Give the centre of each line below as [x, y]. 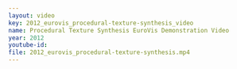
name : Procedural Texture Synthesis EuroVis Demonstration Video [118, 30]
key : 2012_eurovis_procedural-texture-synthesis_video [101, 23]
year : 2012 [26, 38]
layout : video [32, 15]
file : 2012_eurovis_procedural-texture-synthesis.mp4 [99, 52]
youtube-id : [28, 45]
